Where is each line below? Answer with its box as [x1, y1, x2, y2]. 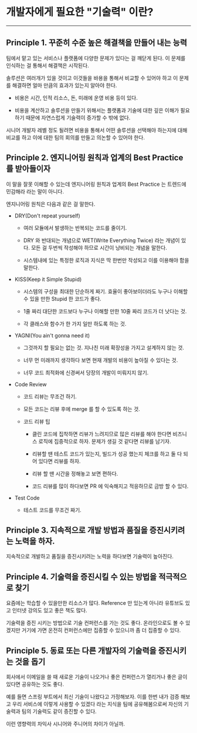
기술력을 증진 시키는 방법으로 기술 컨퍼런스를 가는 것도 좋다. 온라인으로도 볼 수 [6, 620, 185, 627]
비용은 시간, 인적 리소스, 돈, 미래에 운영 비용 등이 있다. [14, 94, 138, 101]
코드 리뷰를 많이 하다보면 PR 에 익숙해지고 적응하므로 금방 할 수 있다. [32, 483, 189, 490]
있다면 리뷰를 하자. [38, 457, 81, 464]
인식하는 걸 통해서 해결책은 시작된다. [6, 62, 89, 69]
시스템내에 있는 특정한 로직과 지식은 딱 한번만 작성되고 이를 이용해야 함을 [23, 256, 189, 263]
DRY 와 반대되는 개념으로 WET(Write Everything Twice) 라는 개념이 [23, 236, 180, 244]
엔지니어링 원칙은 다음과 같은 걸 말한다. [6, 200, 96, 207]
